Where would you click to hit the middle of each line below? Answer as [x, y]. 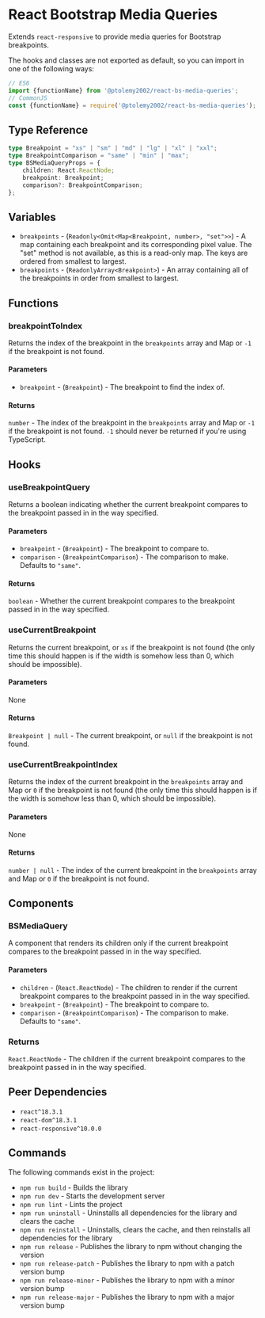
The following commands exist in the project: [81, 1172]
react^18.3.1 [41, 1112]
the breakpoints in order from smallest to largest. [99, 278]
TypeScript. [27, 440]
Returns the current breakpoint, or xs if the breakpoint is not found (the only [132, 647]
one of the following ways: [51, 68]
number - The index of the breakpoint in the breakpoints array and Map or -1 [132, 423]
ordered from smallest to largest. [73, 261]
